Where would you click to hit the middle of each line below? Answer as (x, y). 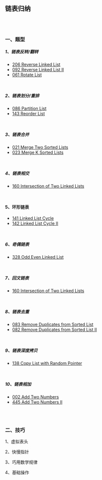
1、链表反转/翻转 (22, 52)
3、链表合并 (17, 134)
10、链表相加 (18, 384)
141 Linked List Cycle (33, 218)
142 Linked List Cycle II (35, 223)
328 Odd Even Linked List (38, 257)
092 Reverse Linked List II (38, 69)
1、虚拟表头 (17, 441)
